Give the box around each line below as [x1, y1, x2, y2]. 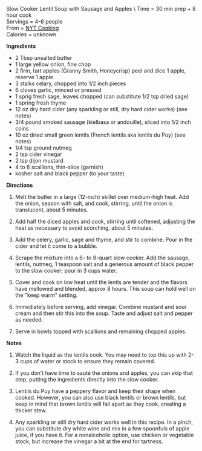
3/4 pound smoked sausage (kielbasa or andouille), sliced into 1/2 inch [15, 118, 192, 126]
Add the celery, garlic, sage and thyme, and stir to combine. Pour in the [15, 236, 193, 243]
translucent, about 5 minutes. [15, 206, 88, 213]
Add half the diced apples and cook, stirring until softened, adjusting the [15, 218, 195, 225]
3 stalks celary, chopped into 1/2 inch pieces [15, 80, 126, 87]
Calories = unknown [6, 31, 56, 38]
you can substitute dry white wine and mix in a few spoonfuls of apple [15, 425, 190, 432]
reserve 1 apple [15, 74, 53, 80]
